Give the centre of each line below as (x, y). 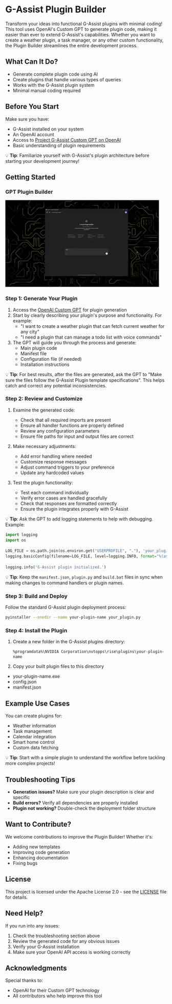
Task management (32, 731)
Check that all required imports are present (66, 420)
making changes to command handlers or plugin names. (64, 583)
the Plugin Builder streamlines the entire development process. (72, 45)
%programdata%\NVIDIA (36, 652)
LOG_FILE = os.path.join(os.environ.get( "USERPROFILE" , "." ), (73, 551)
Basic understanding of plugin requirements (59, 145)
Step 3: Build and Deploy (37, 596)
